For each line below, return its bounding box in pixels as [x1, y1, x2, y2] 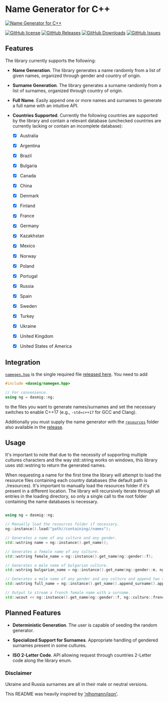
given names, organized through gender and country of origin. [12, 73, 141, 79]
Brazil [19, 153, 32, 159]
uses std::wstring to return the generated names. [5, 462, 106, 468]
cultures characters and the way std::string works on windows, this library [5, 457, 158, 463]
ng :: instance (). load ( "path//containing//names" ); [5, 526, 111, 531]
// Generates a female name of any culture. [5, 549, 99, 554]
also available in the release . [5, 424, 63, 430]
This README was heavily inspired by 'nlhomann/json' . [5, 690, 118, 696]
